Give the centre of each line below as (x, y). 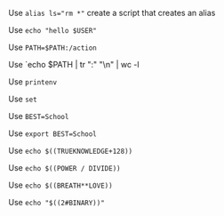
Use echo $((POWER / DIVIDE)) (64, 168)
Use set (23, 99)
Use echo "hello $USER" (52, 30)
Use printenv (33, 82)
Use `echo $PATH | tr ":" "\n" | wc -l (74, 64)
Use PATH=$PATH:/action (52, 47)
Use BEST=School (39, 116)
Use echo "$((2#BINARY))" (57, 202)
